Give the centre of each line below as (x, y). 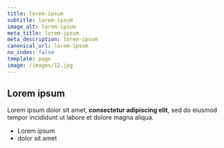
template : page (29, 59)
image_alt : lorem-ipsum (42, 26)
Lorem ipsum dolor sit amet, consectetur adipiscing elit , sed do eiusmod (112, 110)
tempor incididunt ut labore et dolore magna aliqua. (81, 117)
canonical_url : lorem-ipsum (48, 46)
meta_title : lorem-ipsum (43, 33)
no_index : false (31, 53)
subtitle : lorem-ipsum (40, 20)
